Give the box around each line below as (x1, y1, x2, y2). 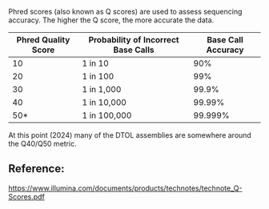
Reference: (8, 162, 65, 175)
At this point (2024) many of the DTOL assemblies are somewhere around (8, 131, 252, 139)
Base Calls (113, 44, 155, 55)
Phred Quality (16, 34, 70, 45)
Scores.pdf (8, 191, 46, 201)
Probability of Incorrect (88, 34, 179, 45)
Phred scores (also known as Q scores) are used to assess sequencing (8, 7, 243, 16)
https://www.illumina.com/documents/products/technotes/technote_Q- (8, 183, 243, 193)
